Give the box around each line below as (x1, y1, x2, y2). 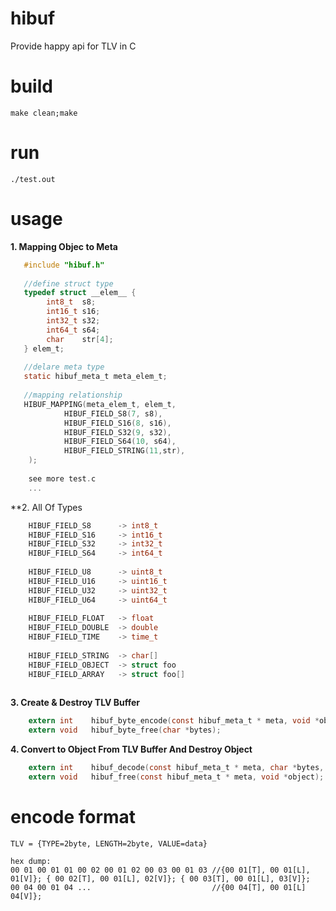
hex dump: (10, 856, 52, 866)
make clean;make (10, 108, 78, 118)
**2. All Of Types (10, 501, 83, 513)
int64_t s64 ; (46, 325, 101, 335)
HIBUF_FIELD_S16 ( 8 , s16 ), (63, 418, 172, 428)
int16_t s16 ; (46, 307, 101, 317)
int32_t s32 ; (46, 316, 101, 326)
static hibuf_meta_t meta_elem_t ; (23, 372, 168, 382)
